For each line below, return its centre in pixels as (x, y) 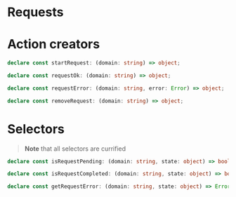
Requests (35, 12)
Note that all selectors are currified (75, 149)
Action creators (54, 45)
